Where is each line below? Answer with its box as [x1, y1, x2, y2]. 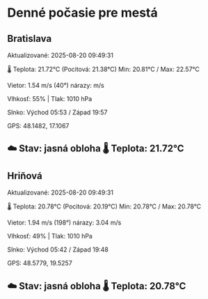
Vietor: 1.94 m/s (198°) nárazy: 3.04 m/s [7, 218, 122, 227]
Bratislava [7, 33, 52, 45]
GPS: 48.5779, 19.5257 [7, 259, 73, 268]
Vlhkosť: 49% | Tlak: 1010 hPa [7, 232, 93, 240]
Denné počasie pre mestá [7, 5, 158, 21]
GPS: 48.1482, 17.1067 [7, 122, 70, 130]
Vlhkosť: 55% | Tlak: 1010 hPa [7, 95, 93, 102]
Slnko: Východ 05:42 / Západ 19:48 [7, 245, 109, 254]
